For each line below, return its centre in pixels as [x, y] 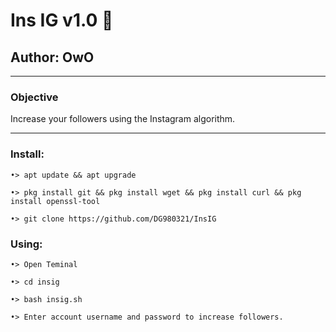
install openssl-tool [55, 201]
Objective [34, 97]
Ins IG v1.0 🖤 [62, 20]
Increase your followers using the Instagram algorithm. [123, 119]
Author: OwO [52, 57]
